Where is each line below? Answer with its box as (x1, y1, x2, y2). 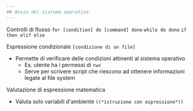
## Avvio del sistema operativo (6, 9, 89, 15)
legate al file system (24, 74, 75, 81)
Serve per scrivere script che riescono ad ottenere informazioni (24, 68, 185, 75)
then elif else (6, 32, 45, 38)
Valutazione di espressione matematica (6, 86, 105, 93)
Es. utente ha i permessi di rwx (24, 61, 101, 68)
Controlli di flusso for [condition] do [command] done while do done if (6, 26, 187, 33)
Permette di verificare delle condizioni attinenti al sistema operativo (15, 54, 186, 62)
